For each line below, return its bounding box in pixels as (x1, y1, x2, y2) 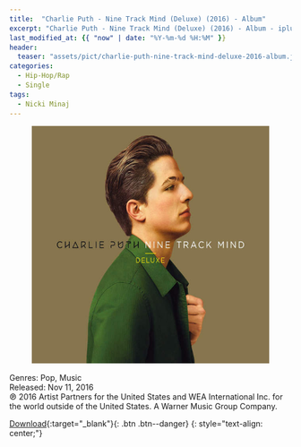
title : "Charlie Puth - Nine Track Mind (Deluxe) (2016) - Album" (9, 14, 267, 23)
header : (9, 43, 39, 52)
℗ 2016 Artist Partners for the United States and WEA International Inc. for (9, 391, 284, 402)
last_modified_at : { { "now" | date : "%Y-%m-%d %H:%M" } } (9, 33, 227, 42)
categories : (9, 62, 54, 71)
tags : (9, 90, 30, 99)
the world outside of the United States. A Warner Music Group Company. (9, 400, 278, 411)
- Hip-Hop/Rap (17, 72, 70, 81)
